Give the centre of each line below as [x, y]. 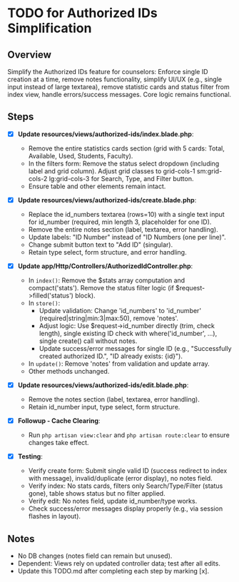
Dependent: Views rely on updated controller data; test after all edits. [119, 563]
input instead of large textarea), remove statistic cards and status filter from [118, 87]
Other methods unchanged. [69, 371]
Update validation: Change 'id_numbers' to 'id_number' [120, 311]
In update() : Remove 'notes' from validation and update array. [119, 364]
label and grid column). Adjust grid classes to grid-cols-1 [112, 171]
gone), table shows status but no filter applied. [97, 494]
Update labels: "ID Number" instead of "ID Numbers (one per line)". [127, 237]
